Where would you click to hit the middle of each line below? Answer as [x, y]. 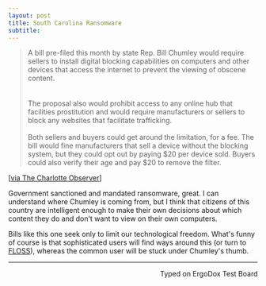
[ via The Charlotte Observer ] [55, 178]
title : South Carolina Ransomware [65, 23]
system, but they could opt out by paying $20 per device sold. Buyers [141, 154]
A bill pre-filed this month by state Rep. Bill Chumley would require [136, 53]
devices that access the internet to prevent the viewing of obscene [137, 70]
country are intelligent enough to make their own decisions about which [125, 211]
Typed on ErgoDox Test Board [209, 274]
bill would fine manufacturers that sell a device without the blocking [138, 146]
